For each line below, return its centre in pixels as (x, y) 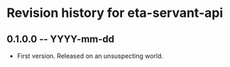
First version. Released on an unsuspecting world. (90, 56)
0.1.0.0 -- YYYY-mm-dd (61, 39)
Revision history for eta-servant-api (115, 13)
